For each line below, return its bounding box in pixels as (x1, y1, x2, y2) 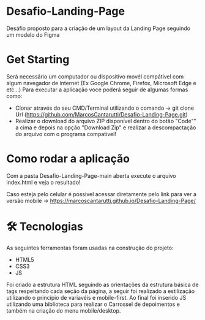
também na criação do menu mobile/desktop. (6, 307, 121, 314)
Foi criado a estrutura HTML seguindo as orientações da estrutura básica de (6, 281, 199, 288)
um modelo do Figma (6, 31, 60, 38)
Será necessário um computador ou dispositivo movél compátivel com (6, 72, 184, 80)
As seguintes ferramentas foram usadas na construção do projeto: (6, 244, 174, 251)
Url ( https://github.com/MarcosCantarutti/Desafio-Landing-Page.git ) (15, 110, 188, 118)
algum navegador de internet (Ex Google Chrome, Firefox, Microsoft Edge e (6, 79, 197, 86)
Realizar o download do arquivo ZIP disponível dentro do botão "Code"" (15, 117, 197, 124)
